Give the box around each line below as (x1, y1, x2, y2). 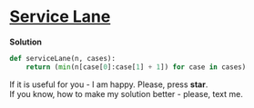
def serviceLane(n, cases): (9, 54, 117, 63)
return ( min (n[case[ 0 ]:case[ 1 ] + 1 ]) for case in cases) (25, 62, 247, 72)
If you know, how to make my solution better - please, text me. (9, 88, 243, 99)
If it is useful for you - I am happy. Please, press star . (9, 79, 208, 90)
